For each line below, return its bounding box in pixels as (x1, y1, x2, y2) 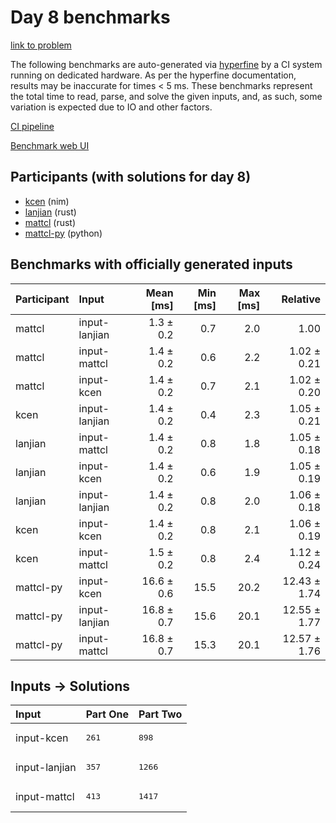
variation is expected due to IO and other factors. (10, 101, 213, 113)
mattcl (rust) (24, 216, 77, 228)
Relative (281, 292, 321, 306)
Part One (85, 707, 129, 721)
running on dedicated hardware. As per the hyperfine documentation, (10, 69, 297, 81)
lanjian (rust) (24, 206, 77, 218)
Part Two (138, 707, 183, 721)
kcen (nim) (24, 195, 70, 207)
